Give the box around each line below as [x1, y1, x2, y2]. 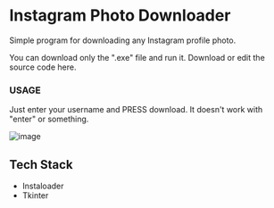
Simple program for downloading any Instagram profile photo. [9, 35, 237, 46]
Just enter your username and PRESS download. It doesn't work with [9, 104, 263, 115]
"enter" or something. [9, 113, 89, 125]
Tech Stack [9, 157, 73, 172]
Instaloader [21, 180, 64, 192]
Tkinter [21, 190, 49, 201]
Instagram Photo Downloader [9, 5, 231, 26]
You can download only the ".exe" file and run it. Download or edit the [9, 52, 265, 62]
